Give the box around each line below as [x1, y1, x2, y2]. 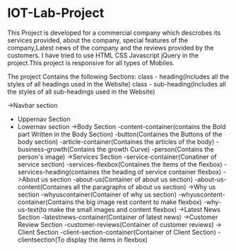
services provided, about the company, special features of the [7, 35, 189, 44]
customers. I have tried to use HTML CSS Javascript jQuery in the [7, 51, 199, 60]
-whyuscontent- [177, 190, 225, 199]
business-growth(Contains [17, 145, 95, 153]
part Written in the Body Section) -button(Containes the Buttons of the [17, 130, 223, 138]
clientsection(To [17, 235, 65, 244]
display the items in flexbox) [66, 235, 148, 244]
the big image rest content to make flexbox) [75, 197, 203, 206]
